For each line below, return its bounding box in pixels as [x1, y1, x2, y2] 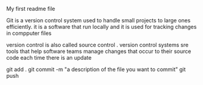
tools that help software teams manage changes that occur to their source [6, 48, 191, 55]
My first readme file [6, 5, 56, 12]
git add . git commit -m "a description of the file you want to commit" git [6, 66, 186, 73]
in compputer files [6, 30, 52, 37]
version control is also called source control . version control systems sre [6, 42, 189, 48]
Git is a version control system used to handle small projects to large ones [6, 17, 191, 24]
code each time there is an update [6, 54, 92, 61]
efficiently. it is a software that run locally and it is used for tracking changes [6, 24, 197, 30]
